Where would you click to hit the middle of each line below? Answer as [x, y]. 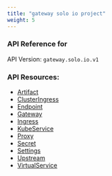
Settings [29, 151]
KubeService [35, 129]
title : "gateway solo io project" [57, 13]
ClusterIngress [38, 99]
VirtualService [37, 166]
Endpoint [30, 107]
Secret [26, 144]
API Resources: [33, 77]
